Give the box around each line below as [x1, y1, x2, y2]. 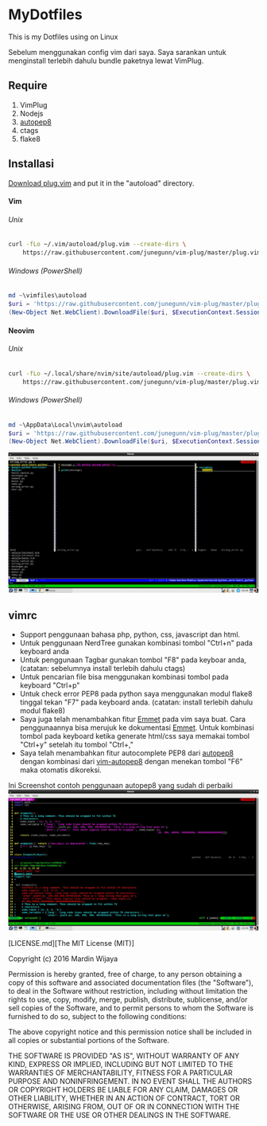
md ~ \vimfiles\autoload [8, 292, 87, 300]
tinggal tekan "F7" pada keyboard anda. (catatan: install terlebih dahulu [19, 697, 253, 707]
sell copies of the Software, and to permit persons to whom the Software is [8, 1003, 254, 1013]
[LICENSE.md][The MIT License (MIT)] [8, 939, 135, 948]
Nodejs [19, 108, 44, 118]
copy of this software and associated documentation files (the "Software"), [8, 978, 254, 987]
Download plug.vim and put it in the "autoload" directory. [8, 178, 195, 188]
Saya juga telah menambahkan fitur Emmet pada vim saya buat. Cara [19, 715, 246, 724]
